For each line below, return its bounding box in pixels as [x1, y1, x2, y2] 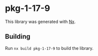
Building [5, 33, 30, 41]
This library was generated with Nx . [5, 19, 76, 24]
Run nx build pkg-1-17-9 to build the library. [5, 45, 94, 51]
